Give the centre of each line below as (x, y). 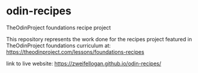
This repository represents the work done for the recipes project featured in (99, 39)
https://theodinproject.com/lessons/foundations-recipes (75, 51)
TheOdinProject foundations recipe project (59, 28)
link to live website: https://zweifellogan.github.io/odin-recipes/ (84, 63)
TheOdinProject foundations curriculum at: (59, 45)
